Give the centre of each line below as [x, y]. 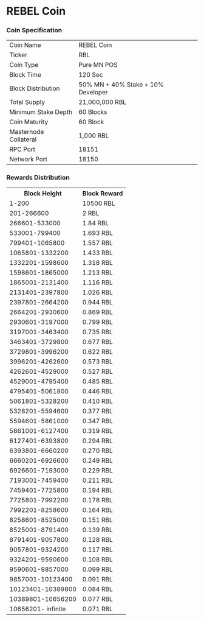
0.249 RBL [98, 460]
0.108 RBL [98, 560]
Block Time [25, 75]
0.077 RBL [98, 599]
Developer [93, 93]
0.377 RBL [98, 411]
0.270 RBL [98, 451]
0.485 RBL [98, 381]
